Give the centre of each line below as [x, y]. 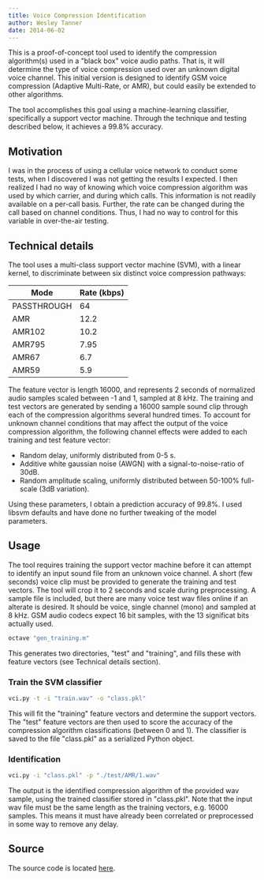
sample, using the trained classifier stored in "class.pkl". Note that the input [130, 799]
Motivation [35, 151]
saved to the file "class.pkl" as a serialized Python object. [101, 739]
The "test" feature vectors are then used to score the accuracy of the [121, 722]
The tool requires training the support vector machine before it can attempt [130, 565]
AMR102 [29, 331]
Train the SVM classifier [55, 682]
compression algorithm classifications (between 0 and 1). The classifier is [127, 730]
